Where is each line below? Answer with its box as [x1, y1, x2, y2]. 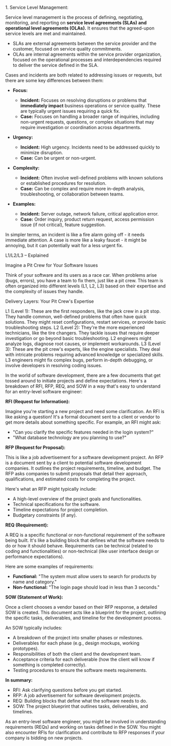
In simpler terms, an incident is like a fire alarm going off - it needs [5, 232, 145, 237]
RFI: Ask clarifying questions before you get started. [12, 687, 123, 693]
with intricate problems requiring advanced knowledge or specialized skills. [5, 352, 164, 357]
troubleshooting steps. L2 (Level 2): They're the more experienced [5, 324, 145, 330]
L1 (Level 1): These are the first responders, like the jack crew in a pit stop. [5, 308, 161, 314]
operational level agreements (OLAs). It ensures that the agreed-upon [5, 25, 155, 31]
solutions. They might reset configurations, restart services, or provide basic [5, 319, 166, 325]
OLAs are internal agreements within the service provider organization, [12, 51, 162, 57]
